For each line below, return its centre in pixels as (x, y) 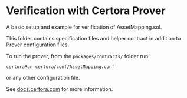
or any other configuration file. (43, 77)
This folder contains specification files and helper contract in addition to (93, 38)
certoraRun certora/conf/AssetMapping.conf (60, 67)
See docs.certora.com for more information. (60, 89)
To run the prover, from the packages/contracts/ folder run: (78, 56)
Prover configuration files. (38, 45)
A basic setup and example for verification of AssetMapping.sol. (84, 27)
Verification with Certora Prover (86, 11)
